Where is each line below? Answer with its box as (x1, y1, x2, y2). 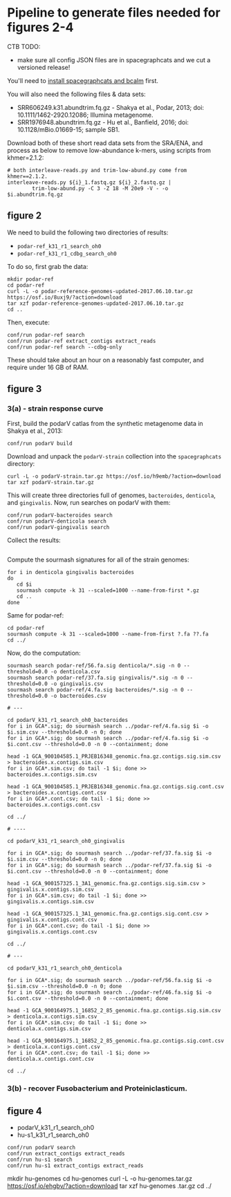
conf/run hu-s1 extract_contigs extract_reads (7, 1162, 144, 1169)
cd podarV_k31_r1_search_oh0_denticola (7, 965, 122, 972)
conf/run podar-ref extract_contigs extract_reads (7, 337, 156, 344)
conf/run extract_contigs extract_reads (7, 1150, 126, 1158)
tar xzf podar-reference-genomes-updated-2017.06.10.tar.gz (7, 299, 185, 307)
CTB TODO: (7, 42, 41, 50)
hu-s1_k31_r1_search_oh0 (17, 1131, 90, 1139)
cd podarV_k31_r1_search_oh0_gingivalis (7, 838, 126, 845)
